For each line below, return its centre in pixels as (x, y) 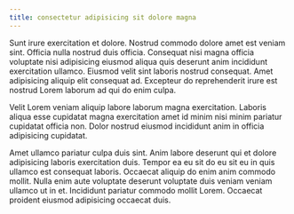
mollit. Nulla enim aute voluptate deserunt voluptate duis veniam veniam (141, 181)
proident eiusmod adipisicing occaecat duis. (90, 200)
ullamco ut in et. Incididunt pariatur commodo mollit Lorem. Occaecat (136, 190)
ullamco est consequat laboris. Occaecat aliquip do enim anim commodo (143, 171)
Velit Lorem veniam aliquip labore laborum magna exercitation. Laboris (138, 107)
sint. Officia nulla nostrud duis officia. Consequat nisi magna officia (132, 52)
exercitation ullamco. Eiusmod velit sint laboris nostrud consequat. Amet (141, 71)
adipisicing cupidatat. (48, 135)
